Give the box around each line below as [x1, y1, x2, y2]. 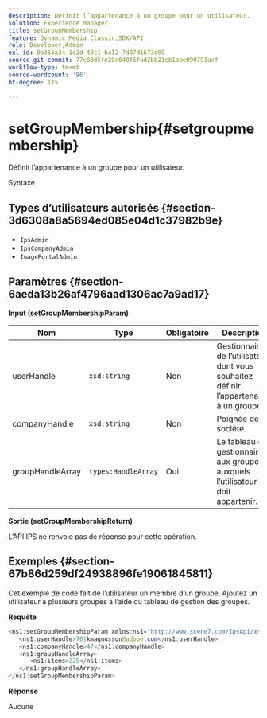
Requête [8, 612, 37, 622]
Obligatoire [165, 327, 209, 338]
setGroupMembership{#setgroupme [8, 119, 255, 138]
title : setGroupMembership [8, 26, 98, 34]
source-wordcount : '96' [8, 71, 87, 79]
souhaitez [216, 371, 253, 382]
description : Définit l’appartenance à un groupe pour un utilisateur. [8, 11, 250, 20]
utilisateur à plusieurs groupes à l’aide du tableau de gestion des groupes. [8, 596, 250, 606]
